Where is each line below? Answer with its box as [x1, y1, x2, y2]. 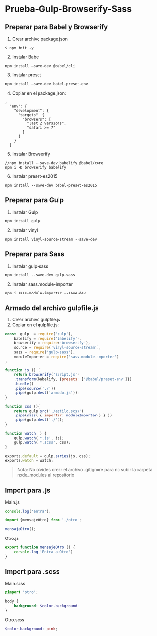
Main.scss [5, 581, 26, 587]
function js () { [5, 367, 40, 373]
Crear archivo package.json [12, 36, 68, 42]
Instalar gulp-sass [12, 263, 49, 269]
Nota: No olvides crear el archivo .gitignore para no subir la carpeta [17, 467, 153, 473]
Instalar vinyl [12, 227, 38, 233]
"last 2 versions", [26, 121, 67, 126]
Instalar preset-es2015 [12, 173, 58, 179]
